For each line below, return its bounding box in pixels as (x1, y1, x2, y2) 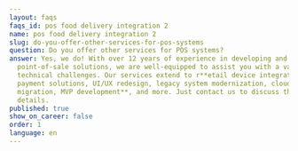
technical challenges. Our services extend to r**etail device (17, 71, 255, 80)
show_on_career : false (9, 112, 93, 121)
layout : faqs (9, 12, 58, 22)
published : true (9, 104, 69, 113)
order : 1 (9, 121, 42, 130)
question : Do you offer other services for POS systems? (9, 46, 224, 55)
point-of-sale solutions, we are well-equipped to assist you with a (17, 63, 279, 72)
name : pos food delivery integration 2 (9, 29, 157, 38)
